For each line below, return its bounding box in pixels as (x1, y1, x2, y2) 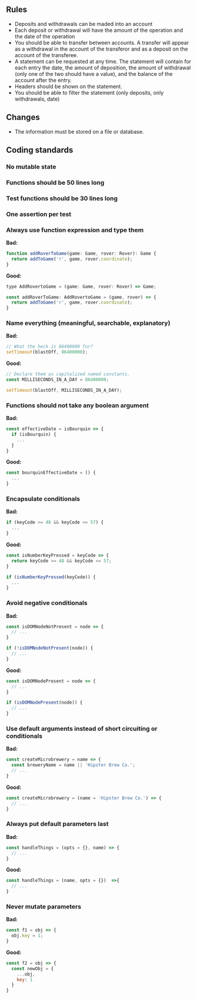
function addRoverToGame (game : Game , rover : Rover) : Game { (6, 251, 157, 257)
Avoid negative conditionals (6, 599, 88, 607)
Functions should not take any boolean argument (6, 401, 149, 409)
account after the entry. (14, 76, 72, 84)
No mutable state (6, 162, 56, 171)
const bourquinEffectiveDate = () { (6, 470, 96, 476)
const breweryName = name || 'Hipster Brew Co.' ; (11, 762, 135, 768)
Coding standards (6, 145, 74, 155)
